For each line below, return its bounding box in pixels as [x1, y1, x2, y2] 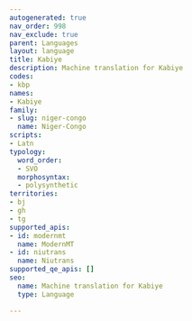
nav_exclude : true [9, 30, 78, 39]
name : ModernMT [17, 240, 75, 249]
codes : [9, 72, 34, 81]
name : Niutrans [17, 256, 75, 266]
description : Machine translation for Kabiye [9, 64, 183, 73]
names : [9, 88, 34, 97]
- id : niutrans [9, 248, 67, 257]
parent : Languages [9, 38, 78, 48]
